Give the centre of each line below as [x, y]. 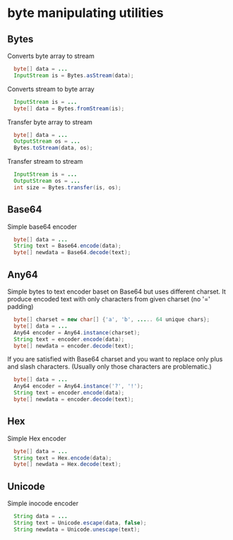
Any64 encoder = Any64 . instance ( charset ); [77, 332]
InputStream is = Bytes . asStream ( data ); [74, 76]
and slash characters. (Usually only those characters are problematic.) [109, 367]
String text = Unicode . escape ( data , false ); [80, 523]
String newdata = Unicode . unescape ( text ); [77, 529]
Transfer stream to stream [45, 162]
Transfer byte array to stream [50, 122]
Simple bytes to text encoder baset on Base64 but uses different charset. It [116, 292]
